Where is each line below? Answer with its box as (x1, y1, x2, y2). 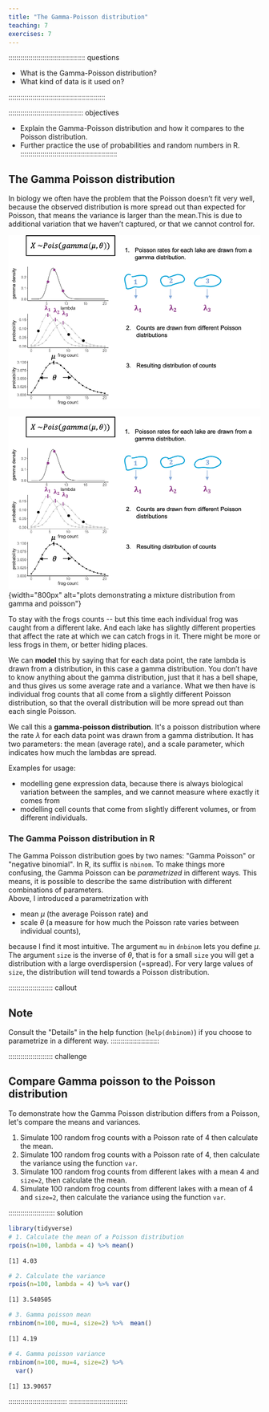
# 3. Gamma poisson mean (8, 1311, 91, 1319)
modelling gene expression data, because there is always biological (19, 778, 243, 788)
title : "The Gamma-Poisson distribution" (8, 13, 149, 21)
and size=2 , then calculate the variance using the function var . (19, 1192, 227, 1202)
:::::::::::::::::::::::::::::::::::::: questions (8, 53, 120, 63)
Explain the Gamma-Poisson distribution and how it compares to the (19, 124, 245, 133)
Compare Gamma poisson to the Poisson (8, 1075, 216, 1089)
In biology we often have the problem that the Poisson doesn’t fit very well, (8, 193, 255, 204)
